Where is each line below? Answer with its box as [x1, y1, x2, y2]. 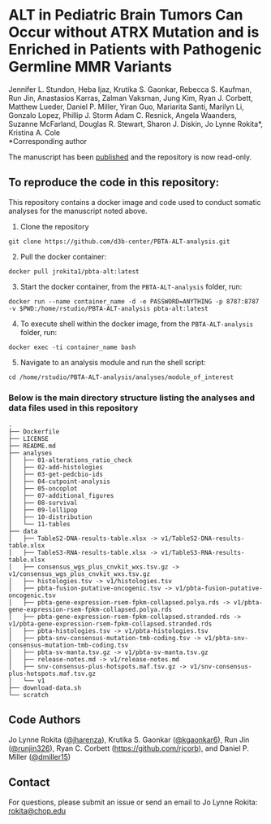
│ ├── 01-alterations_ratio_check [8, 456, 132, 464]
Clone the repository [19, 221, 89, 231]
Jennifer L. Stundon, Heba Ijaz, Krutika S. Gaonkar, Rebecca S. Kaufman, [8, 84, 252, 94]
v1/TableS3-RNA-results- [161, 549, 245, 557]
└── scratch [8, 691, 49, 700]
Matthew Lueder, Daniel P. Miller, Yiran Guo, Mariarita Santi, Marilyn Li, [8, 102, 245, 111]
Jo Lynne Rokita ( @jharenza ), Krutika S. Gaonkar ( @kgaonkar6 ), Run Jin [8, 735, 250, 744]
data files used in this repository [8, 402, 139, 413]
